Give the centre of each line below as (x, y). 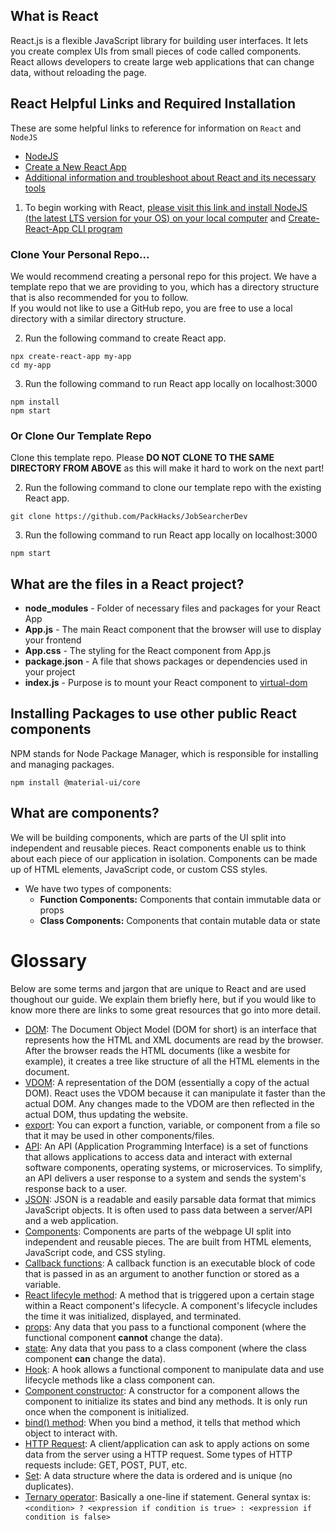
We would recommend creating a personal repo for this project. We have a (163, 276)
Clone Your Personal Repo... (80, 254)
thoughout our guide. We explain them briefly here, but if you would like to (163, 999)
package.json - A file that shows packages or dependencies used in (166, 661)
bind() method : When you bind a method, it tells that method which (162, 1422)
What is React (54, 16)
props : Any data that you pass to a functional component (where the (165, 1326)
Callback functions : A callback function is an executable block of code (170, 1263)
